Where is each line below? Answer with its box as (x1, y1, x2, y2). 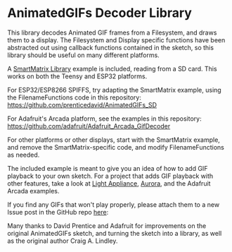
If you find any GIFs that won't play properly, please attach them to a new (7, 200, 220, 209)
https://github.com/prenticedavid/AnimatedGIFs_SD (7, 100, 157, 109)
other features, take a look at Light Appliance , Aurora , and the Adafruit (7, 179, 211, 188)
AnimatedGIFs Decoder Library (7, 5, 192, 21)
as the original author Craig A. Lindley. (7, 236, 118, 245)
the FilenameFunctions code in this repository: (7, 93, 142, 102)
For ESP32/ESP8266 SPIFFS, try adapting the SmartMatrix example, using (7, 85, 221, 94)
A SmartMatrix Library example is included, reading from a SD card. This (7, 64, 217, 73)
